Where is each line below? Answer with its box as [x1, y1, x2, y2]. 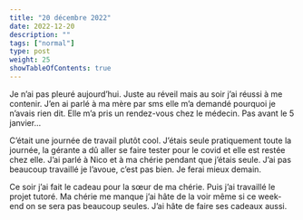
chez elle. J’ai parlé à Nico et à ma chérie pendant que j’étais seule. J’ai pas [9, 154, 292, 165]
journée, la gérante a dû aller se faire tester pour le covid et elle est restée [9, 144, 286, 155]
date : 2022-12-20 [9, 22, 75, 31]
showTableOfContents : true [9, 64, 112, 73]
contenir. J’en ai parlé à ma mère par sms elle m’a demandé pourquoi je [9, 98, 277, 109]
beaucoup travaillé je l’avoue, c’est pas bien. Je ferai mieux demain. [9, 164, 261, 175]
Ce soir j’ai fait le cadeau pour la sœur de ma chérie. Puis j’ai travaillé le [9, 181, 276, 192]
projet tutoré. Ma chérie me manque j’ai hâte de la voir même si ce [9, 191, 257, 202]
